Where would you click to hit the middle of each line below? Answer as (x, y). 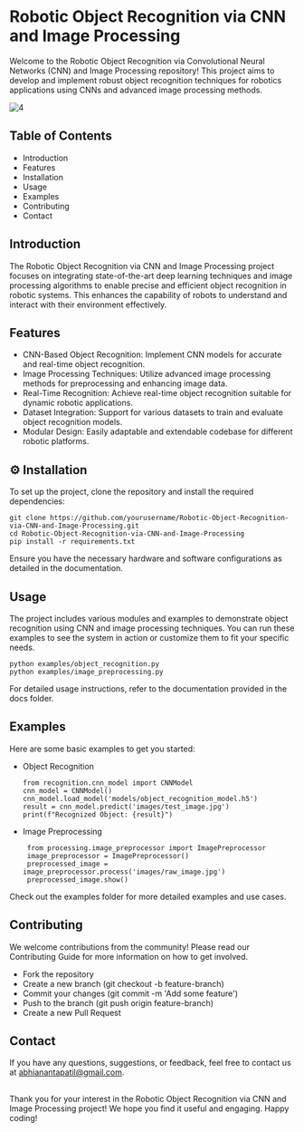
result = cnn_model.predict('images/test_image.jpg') (126, 807)
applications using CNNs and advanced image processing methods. (136, 90)
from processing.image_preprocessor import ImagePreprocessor (147, 848)
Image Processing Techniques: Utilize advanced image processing (147, 374)
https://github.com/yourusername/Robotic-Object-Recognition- (169, 518)
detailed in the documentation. (66, 568)
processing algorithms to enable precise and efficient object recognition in (148, 285)
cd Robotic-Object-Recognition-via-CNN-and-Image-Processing (127, 534)
